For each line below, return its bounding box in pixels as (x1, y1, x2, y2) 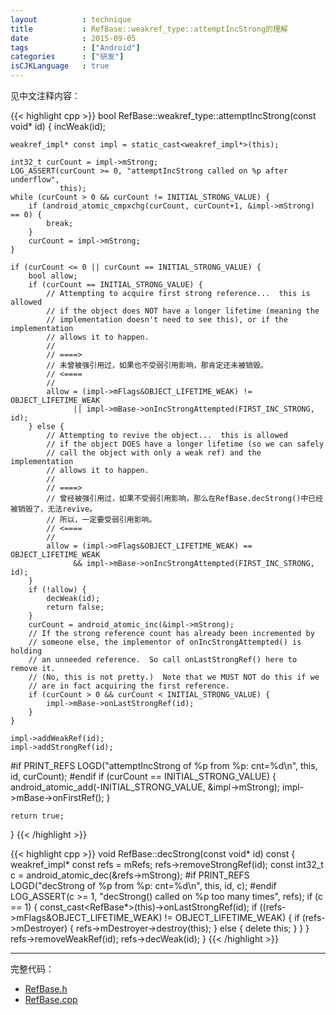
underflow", (10, 175, 60, 185)
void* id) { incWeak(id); (10, 121, 107, 132)
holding (10, 646, 43, 656)
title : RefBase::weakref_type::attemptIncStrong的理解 (10, 24, 288, 34)
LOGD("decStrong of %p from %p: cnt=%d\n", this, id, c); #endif (10, 880, 277, 891)
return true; (10, 811, 65, 821)
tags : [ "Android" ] (10, 42, 141, 53)
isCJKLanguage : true (10, 61, 110, 71)
